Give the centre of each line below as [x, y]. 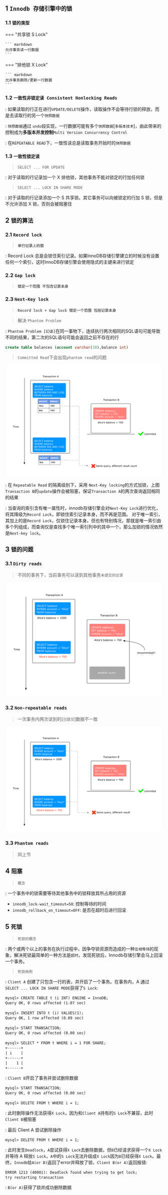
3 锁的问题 [19, 549]
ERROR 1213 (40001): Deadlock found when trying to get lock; [71, 1172]
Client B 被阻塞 [21, 1119]
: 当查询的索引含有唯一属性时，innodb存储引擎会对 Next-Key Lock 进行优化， [83, 508]
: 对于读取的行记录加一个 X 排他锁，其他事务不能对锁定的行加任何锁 [75, 178]
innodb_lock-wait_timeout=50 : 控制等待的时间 [59, 904]
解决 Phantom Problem [39, 320]
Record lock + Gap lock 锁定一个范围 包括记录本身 [67, 310]
